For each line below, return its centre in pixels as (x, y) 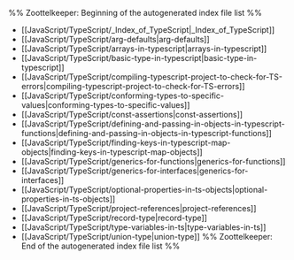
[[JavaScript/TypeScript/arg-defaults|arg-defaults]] (115, 39)
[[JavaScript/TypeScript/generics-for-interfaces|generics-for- (135, 171)
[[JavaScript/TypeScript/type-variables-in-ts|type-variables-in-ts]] (143, 227)
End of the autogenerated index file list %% (101, 246)
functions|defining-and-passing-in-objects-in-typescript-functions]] (146, 133)
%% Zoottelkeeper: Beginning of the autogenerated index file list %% (135, 13)
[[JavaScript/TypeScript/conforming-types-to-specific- (123, 96)
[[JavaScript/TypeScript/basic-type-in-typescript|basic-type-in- (139, 58)
